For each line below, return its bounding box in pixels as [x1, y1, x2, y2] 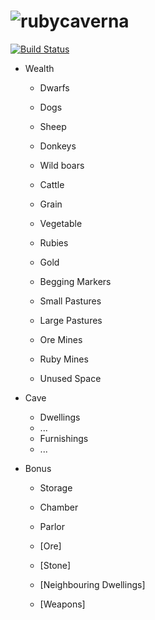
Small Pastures [39, 295, 102, 307]
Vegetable [39, 217, 83, 229]
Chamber [39, 501, 79, 513]
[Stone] [39, 559, 72, 571]
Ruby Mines [39, 353, 89, 365]
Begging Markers [39, 275, 112, 287]
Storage [39, 481, 73, 494]
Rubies [39, 236, 69, 249]
